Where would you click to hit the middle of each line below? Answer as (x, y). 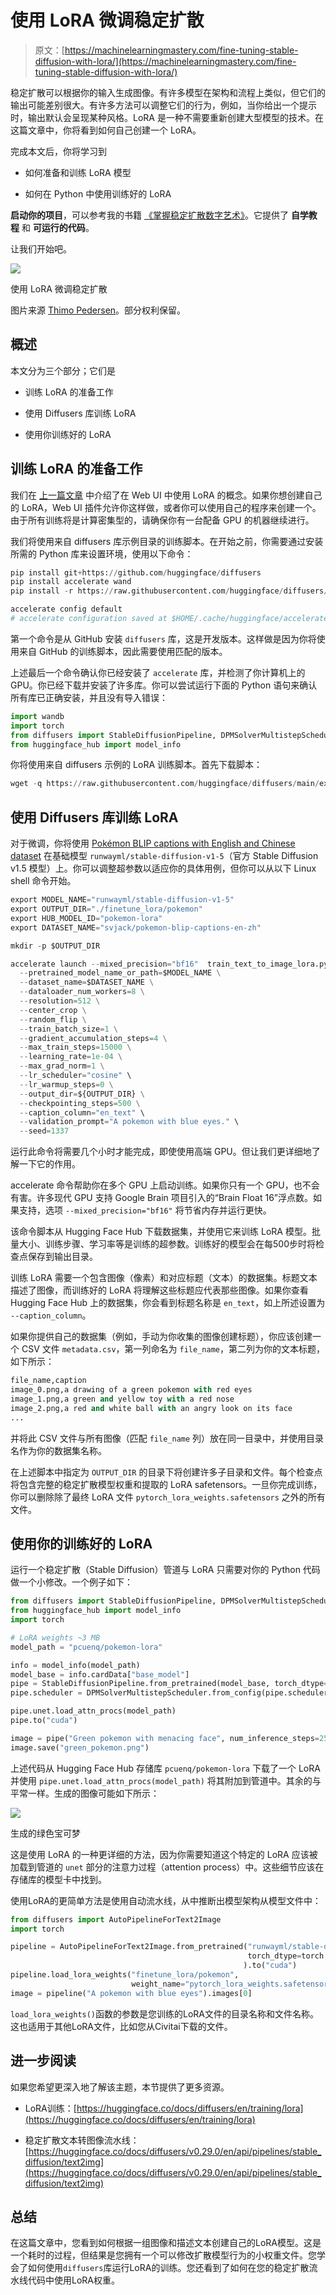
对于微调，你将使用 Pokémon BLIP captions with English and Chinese (153, 843)
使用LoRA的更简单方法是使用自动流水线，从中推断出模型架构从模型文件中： (166, 1900)
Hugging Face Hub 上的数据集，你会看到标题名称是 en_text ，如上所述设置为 (168, 1303)
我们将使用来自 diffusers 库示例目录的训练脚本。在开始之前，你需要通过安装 (167, 541)
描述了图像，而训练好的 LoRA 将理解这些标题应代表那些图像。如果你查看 (159, 1290)
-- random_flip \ (53, 1019)
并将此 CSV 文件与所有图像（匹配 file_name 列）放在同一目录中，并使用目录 (167, 1438)
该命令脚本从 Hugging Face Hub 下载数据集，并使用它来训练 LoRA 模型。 (161, 1232)
